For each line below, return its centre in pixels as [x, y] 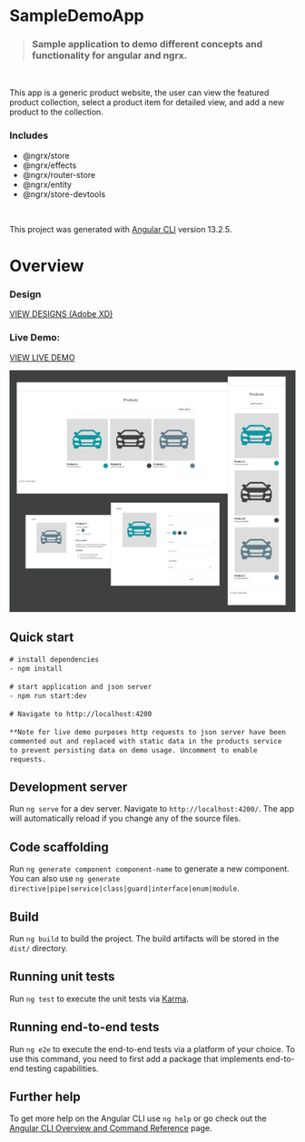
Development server [69, 787]
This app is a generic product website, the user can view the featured [139, 93]
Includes [29, 135]
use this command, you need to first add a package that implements [137, 1058]
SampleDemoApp [77, 16]
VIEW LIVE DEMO [42, 357]
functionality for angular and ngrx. [109, 55]
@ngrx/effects [49, 165]
